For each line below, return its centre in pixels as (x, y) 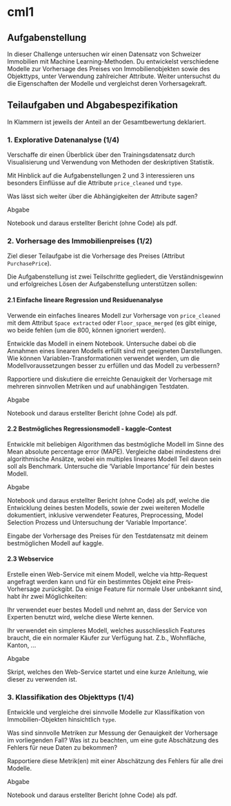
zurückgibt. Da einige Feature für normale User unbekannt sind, (132, 589)
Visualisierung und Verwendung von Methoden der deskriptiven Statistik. (111, 162)
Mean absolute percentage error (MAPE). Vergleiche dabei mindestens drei (114, 451)
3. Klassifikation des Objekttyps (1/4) (71, 697)
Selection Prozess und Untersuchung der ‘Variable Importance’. (97, 522)
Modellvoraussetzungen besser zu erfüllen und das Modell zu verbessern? (113, 365)
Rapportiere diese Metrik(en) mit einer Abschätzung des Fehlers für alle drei (115, 761)
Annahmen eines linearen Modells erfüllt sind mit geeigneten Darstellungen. (115, 350)
